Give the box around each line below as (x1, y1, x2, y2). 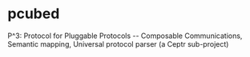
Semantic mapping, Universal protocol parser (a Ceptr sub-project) (7, 39, 229, 48)
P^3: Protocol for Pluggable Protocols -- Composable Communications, (7, 31, 243, 40)
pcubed (7, 5, 60, 23)
